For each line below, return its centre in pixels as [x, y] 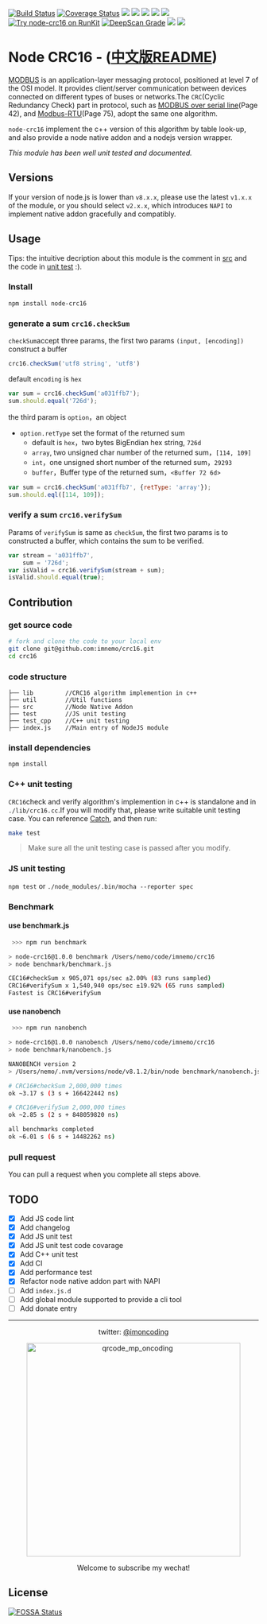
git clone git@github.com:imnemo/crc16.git [81, 649]
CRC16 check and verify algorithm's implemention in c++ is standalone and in [132, 801]
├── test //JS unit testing [67, 714]
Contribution [41, 602]
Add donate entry [48, 1308]
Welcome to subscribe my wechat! [133, 1568]
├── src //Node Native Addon [71, 707]
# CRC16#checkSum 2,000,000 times [66, 1086]
